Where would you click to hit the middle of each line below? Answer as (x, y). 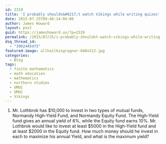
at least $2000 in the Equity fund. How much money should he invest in (85, 131)
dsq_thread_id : (21, 42)
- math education (27, 74)
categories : (17, 55)
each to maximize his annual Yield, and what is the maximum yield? (81, 137)
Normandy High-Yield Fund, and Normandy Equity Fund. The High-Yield (85, 115)
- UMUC (16, 92)
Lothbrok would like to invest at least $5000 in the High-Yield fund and (84, 126)
